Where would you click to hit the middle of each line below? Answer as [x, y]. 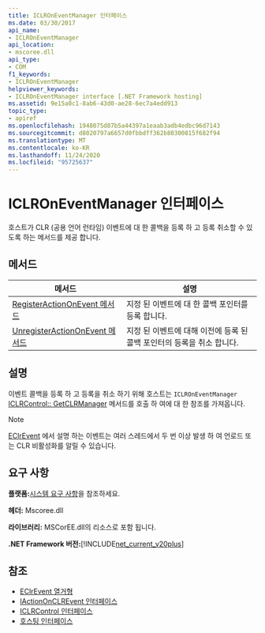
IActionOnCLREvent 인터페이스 [69, 601]
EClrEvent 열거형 [46, 592]
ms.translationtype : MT [47, 140]
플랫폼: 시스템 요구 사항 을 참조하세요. [64, 493]
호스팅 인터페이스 [46, 621]
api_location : [32, 45]
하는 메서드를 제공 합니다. [62, 237]
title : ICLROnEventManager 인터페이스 [68, 15]
